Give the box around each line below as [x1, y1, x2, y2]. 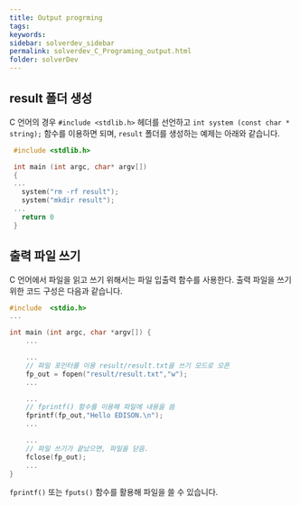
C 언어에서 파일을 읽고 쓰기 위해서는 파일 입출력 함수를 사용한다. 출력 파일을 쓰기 [9, 274, 292, 285]
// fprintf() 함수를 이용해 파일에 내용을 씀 [25, 403, 175, 412]
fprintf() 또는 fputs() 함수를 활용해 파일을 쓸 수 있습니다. [9, 487, 219, 498]
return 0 [21, 212, 54, 221]
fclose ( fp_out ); [25, 453, 88, 462]
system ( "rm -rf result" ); [21, 187, 119, 197]
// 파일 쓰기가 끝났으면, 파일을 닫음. [25, 444, 149, 453]
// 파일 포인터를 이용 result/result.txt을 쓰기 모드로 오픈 [25, 361, 230, 370]
